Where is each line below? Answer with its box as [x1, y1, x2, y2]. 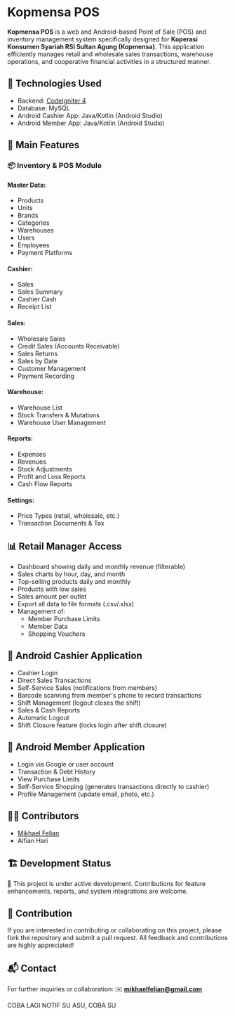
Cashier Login [17, 668, 58, 677]
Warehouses [17, 226, 54, 235]
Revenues [17, 457, 47, 466]
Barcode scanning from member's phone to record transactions [17, 691, 202, 699]
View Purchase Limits [17, 774, 80, 783]
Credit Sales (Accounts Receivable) [17, 341, 121, 350]
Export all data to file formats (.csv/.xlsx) [17, 600, 135, 608]
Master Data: [7, 181, 46, 189]
